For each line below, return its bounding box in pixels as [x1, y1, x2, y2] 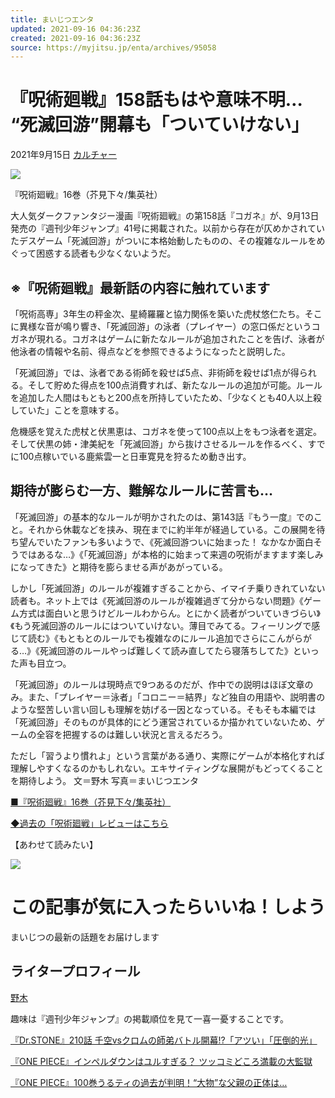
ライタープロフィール [10, 963, 141, 980]
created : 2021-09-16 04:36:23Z [10, 33, 141, 43]
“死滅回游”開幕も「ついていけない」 [10, 114, 310, 136]
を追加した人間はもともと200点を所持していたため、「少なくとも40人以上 [10, 392, 314, 403]
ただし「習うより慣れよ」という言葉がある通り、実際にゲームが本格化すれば [10, 749, 325, 761]
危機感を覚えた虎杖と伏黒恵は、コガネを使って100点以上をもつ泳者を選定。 [10, 426, 323, 437]
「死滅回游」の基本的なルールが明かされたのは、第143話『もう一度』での [10, 511, 314, 523]
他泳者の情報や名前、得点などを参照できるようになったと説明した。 [10, 346, 291, 357]
